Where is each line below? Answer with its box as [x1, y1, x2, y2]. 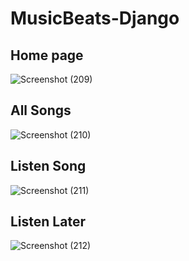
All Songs [10, 102, 72, 119]
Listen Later [10, 213, 86, 231]
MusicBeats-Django [10, 7, 180, 30]
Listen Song [10, 158, 87, 175]
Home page [10, 47, 84, 64]
